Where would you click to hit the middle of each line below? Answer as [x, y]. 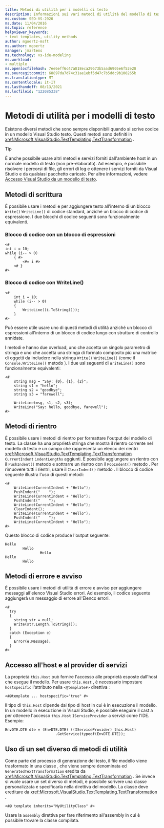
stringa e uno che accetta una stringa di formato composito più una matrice [81, 352]
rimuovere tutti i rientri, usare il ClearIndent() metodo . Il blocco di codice [79, 469]
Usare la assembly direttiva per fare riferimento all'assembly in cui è [72, 815]
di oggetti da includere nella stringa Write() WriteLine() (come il [70, 358]
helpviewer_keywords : [27, 32]
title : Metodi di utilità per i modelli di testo [57, 10]
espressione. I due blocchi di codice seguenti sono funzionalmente [72, 217]
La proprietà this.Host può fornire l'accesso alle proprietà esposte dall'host [81, 677]
